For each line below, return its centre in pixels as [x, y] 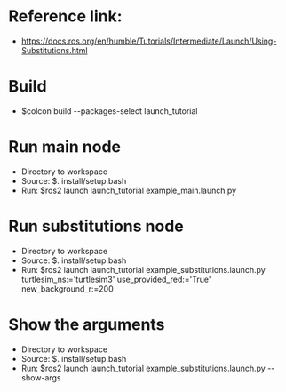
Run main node [65, 147]
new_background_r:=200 [67, 288]
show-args [41, 377]
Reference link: [65, 16]
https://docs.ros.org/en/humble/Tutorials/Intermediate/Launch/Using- [149, 41]
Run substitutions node [96, 226]
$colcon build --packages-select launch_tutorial [109, 111]
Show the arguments [87, 324]
